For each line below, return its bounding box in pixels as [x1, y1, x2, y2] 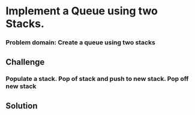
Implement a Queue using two [5, 4, 158, 18]
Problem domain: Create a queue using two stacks [5, 38, 155, 47]
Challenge [5, 57, 45, 67]
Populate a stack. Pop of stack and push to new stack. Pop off [5, 75, 189, 83]
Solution [5, 101, 38, 111]
